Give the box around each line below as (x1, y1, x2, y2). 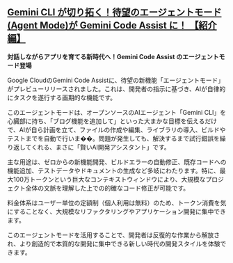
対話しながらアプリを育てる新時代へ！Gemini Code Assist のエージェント (7, 52, 219, 61)
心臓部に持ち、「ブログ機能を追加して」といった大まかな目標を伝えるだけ (7, 117, 218, 125)
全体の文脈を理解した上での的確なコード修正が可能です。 (25, 184, 190, 192)
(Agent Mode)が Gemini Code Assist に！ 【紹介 (7, 19, 217, 31)
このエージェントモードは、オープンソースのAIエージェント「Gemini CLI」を (7, 108, 227, 116)
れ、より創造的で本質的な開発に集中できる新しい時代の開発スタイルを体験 (7, 239, 220, 248)
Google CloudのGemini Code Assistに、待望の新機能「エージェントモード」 (7, 76, 225, 84)
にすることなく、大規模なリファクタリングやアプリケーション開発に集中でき (7, 207, 226, 216)
